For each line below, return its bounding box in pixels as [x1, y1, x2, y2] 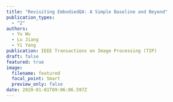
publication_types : [6, 14, 55, 20]
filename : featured [11, 70, 61, 76]
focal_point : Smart [11, 76, 61, 82]
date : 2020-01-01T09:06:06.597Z [6, 87, 87, 93]
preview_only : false [11, 82, 63, 88]
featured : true [6, 59, 44, 65]
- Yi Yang [11, 43, 36, 49]
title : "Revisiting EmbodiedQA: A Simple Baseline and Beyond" [6, 8, 168, 15]
